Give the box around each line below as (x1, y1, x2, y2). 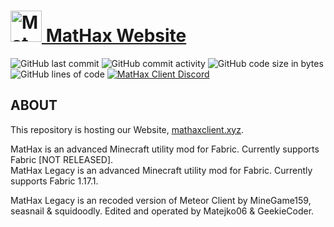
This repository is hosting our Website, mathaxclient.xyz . (10, 123, 245, 135)
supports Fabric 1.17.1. (10, 175, 99, 187)
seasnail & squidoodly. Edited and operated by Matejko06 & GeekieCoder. (10, 205, 315, 217)
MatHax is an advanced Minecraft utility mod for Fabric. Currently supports (10, 143, 320, 155)
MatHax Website (45, 25, 187, 47)
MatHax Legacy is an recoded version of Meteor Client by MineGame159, (10, 194, 312, 206)
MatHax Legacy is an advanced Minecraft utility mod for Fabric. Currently (10, 164, 313, 176)
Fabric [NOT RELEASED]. (10, 153, 114, 165)
